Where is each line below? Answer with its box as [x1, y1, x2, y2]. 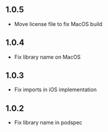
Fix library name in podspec [14, 119, 82, 126]
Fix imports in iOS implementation [14, 86, 97, 94]
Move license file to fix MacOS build [14, 20, 103, 27]
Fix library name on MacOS [14, 53, 81, 60]
